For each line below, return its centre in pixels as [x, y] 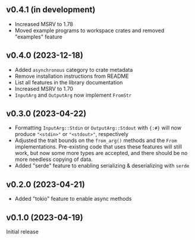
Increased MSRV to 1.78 [44, 24]
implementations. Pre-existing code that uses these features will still [98, 147]
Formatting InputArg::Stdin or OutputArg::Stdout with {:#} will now [98, 128]
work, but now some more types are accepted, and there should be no [101, 153]
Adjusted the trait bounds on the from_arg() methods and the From [96, 140]
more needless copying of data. [54, 159]
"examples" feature [38, 37]
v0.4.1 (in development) [51, 10]
